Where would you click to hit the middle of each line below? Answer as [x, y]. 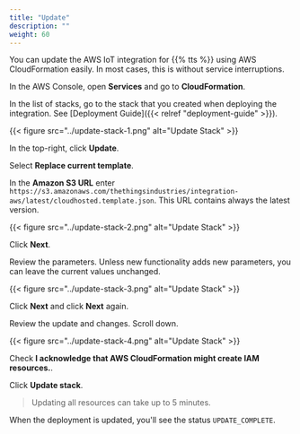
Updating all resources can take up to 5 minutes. [121, 403]
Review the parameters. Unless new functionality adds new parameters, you [150, 262]
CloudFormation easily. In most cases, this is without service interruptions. [147, 69]
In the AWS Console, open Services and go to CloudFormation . [128, 87]
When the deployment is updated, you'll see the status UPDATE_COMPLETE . [142, 420]
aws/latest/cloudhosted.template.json [82, 201]
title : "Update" [40, 17]
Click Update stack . [46, 386]
